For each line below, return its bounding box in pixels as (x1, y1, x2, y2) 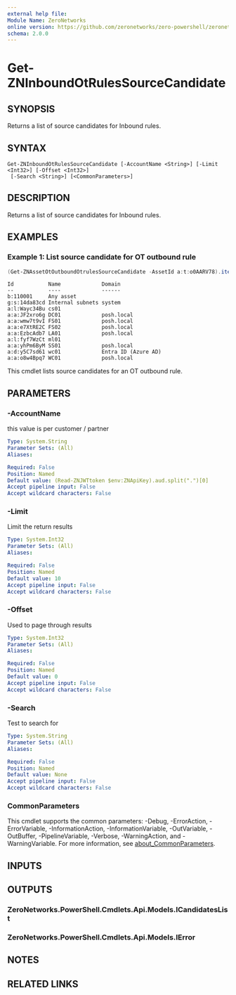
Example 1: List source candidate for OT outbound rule (7, 252, 197, 262)
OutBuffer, (7, 832, 37, 840)
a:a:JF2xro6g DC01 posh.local (7, 312, 133, 319)
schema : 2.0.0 (7, 30, 49, 37)
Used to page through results (7, 620, 93, 629)
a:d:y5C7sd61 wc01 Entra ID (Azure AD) (7, 349, 162, 356)
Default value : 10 (7, 574, 61, 582)
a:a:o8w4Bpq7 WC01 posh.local (7, 354, 133, 362)
